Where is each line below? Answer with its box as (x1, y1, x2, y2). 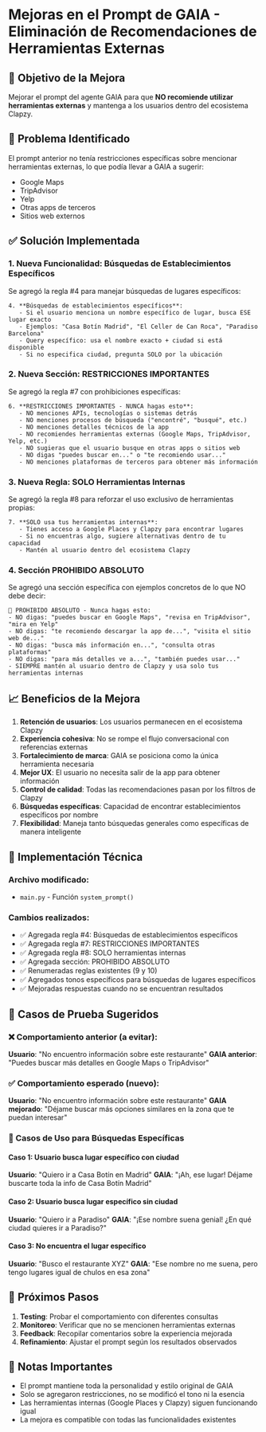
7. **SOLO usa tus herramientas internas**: (8, 518, 158, 526)
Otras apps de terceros (19, 202, 96, 212)
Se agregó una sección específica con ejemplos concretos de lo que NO (8, 583, 246, 593)
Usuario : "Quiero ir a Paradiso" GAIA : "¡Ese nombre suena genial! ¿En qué (8, 1215, 252, 1224)
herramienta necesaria (19, 759, 94, 769)
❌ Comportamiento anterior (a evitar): (8, 1031, 158, 1043)
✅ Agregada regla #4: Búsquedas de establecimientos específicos (19, 930, 238, 940)
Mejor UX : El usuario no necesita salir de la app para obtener (19, 768, 221, 777)
